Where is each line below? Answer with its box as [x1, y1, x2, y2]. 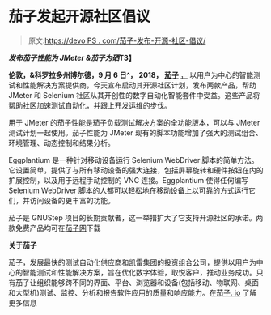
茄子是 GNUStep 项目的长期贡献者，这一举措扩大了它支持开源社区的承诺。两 [8, 212, 264, 223]
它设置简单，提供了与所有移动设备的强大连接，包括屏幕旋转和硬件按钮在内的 [8, 165, 264, 175]
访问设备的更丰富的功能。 [29, 195, 115, 205]
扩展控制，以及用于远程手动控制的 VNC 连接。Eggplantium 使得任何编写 [8, 175, 249, 185]
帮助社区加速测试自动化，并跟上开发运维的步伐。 [8, 100, 171, 110]
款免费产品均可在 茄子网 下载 [8, 223, 101, 232]
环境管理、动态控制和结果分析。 [8, 138, 115, 147]
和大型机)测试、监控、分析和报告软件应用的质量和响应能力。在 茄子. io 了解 [8, 287, 257, 297]
